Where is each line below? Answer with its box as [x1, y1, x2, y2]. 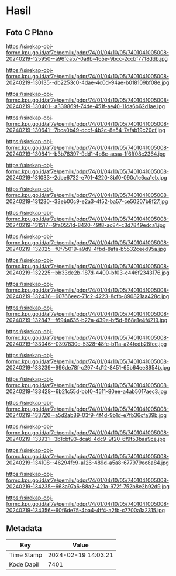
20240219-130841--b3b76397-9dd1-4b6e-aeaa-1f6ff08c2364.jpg [6, 150, 166, 157]
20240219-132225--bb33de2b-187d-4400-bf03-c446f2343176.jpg [6, 269, 170, 276]
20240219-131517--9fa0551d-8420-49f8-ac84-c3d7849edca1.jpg [6, 222, 166, 229]
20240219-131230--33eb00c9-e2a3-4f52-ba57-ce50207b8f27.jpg [6, 198, 168, 205]
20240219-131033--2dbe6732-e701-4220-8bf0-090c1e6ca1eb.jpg [6, 174, 168, 181]
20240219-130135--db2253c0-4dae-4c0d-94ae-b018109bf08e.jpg [6, 79, 170, 86]
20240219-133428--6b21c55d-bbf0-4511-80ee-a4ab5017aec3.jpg [6, 388, 167, 395]
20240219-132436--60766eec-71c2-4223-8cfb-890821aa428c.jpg [6, 293, 170, 299]
